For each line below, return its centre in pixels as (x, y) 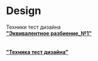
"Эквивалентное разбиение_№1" (49, 33)
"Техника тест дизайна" (37, 52)
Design (24, 11)
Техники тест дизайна (33, 27)
